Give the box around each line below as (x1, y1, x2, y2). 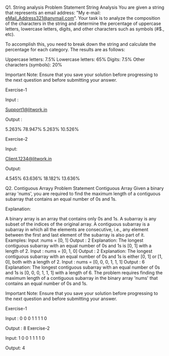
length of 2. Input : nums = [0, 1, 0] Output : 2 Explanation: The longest (5, 248, 153, 254)
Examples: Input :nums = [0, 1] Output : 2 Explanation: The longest (5, 237, 144, 243)
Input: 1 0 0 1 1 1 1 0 (5, 335, 45, 341)
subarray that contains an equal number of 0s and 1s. (5, 196, 117, 202)
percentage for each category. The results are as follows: (5, 47, 125, 52)
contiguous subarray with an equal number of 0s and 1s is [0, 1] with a (5, 243, 152, 248)
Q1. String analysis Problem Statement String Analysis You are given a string (5, 5, 164, 10)
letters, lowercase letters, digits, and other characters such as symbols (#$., (5, 26, 164, 32)
